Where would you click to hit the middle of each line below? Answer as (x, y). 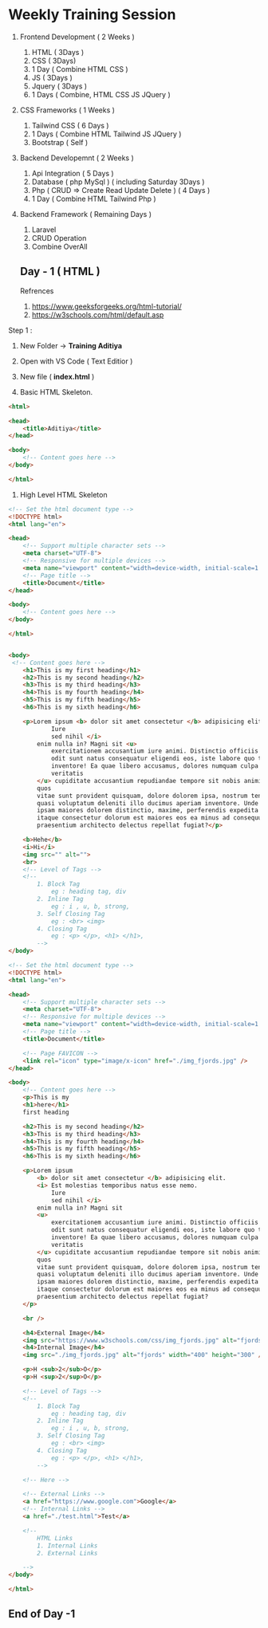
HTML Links (55, 1538)
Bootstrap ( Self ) (60, 142)
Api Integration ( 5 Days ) (73, 173)
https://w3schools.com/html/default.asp (98, 315)
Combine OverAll (59, 246)
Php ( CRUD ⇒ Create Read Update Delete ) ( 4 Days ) (121, 190)
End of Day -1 (42, 1614)
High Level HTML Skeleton (63, 494)
